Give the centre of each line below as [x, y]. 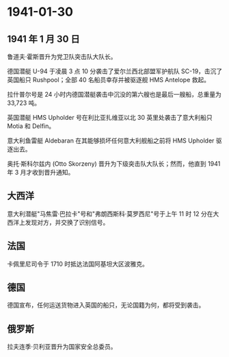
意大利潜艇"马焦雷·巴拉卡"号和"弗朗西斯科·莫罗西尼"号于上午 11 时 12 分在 [110, 214]
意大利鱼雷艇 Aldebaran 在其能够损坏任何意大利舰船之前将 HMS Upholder [111, 140]
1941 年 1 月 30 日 [43, 39]
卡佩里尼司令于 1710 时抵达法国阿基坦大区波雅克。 [78, 264]
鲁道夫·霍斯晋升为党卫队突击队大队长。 [62, 57]
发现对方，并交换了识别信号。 [67, 222]
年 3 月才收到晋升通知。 [41, 172]
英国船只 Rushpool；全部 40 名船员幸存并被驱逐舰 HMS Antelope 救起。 [109, 80]
